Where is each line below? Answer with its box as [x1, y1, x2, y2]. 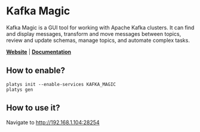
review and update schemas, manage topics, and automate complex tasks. [6, 36, 190, 44]
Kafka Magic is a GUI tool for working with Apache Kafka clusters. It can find [6, 24, 195, 31]
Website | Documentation [6, 48, 72, 55]
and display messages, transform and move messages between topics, [6, 30, 181, 37]
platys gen [6, 87, 33, 93]
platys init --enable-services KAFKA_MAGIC [6, 81, 116, 87]
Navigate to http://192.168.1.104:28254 [6, 118, 100, 126]
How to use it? [6, 103, 60, 113]
